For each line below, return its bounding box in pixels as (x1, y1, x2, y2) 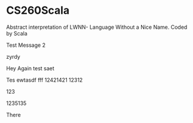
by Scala (6, 29, 28, 37)
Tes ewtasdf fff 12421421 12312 (6, 76, 83, 83)
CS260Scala (6, 4, 70, 17)
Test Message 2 (6, 41, 46, 49)
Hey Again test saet (6, 64, 55, 72)
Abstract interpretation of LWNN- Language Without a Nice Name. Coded (6, 23, 188, 31)
